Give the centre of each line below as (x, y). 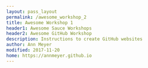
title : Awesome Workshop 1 (40, 22)
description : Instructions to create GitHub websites (75, 39)
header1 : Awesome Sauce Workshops (49, 28)
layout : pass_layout (32, 12)
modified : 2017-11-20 (33, 50)
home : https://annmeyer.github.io (49, 56)
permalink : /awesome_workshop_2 (46, 17)
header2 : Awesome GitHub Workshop (49, 34)
